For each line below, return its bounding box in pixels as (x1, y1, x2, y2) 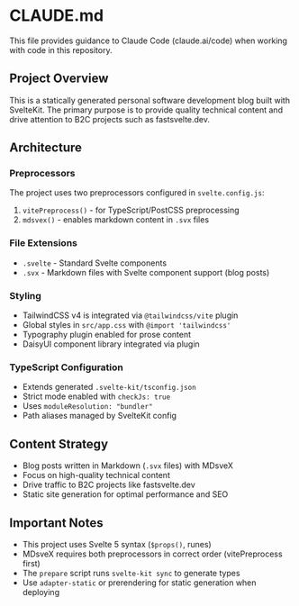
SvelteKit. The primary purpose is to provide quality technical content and (9, 104, 284, 115)
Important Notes (9, 515, 104, 530)
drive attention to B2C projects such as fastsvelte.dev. (9, 113, 210, 124)
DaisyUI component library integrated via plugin (22, 339, 200, 349)
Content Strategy (9, 436, 109, 451)
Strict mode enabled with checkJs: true (22, 391, 171, 402)
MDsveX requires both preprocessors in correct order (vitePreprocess (22, 548, 283, 559)
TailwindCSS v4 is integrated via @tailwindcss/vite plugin (22, 310, 239, 321)
